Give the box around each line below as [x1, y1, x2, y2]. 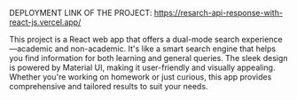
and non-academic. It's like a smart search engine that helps [54, 43, 277, 54]
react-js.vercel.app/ [9, 17, 82, 27]
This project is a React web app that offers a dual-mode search [9, 35, 240, 44]
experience [241, 35, 283, 44]
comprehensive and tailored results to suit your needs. [9, 81, 208, 91]
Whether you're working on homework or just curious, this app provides [9, 72, 272, 82]
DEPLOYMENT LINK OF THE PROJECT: [9, 8, 152, 18]
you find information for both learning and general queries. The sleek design [9, 53, 288, 63]
